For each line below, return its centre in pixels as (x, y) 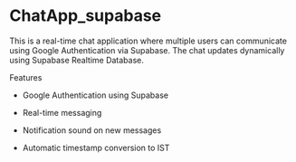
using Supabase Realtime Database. (77, 60)
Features (26, 77)
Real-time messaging (62, 112)
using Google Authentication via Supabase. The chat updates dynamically (147, 50)
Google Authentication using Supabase (95, 95)
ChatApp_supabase (86, 16)
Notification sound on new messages (92, 130)
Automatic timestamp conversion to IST (96, 148)
